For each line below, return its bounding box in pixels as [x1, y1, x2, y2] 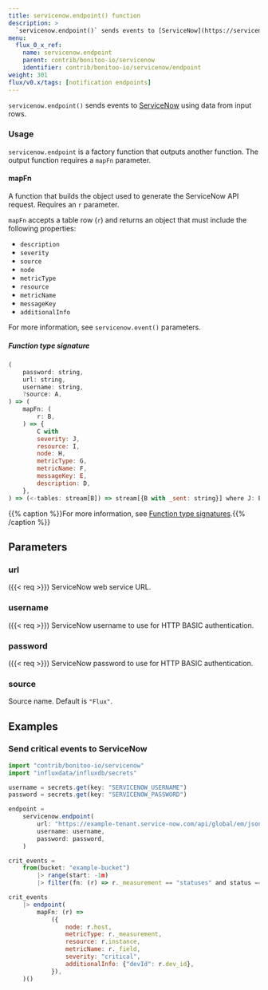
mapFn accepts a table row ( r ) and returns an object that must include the [8, 215, 247, 224]
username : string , [22, 383, 84, 391]
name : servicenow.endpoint [22, 49, 112, 57]
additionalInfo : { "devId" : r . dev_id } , [65, 960, 195, 968]
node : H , [37, 450, 66, 458]
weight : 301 [8, 71, 48, 79]
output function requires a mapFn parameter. [8, 155, 152, 164]
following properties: [8, 224, 77, 233]
